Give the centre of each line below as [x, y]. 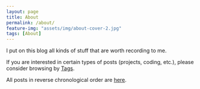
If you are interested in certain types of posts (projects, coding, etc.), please [100, 62]
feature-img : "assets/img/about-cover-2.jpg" [64, 28]
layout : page [22, 12]
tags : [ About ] [24, 34]
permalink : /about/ [31, 23]
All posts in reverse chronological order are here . [66, 80]
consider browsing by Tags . [40, 68]
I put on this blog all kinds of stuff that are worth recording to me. [87, 50]
